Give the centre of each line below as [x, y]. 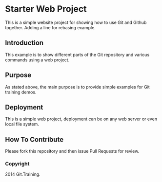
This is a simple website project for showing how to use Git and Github [76, 22]
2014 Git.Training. [23, 174]
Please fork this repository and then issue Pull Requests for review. [72, 151]
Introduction [24, 43]
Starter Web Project [46, 9]
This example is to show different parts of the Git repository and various [77, 55]
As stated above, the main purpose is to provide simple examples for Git [77, 87]
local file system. [22, 124]
